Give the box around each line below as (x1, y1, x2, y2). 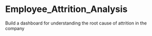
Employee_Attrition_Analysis (5, 3, 128, 15)
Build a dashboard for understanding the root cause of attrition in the (5, 20, 147, 26)
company (5, 25, 25, 31)
